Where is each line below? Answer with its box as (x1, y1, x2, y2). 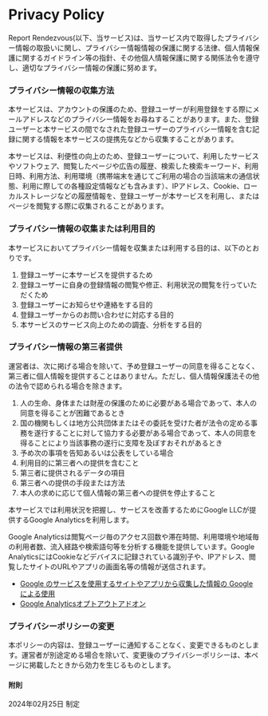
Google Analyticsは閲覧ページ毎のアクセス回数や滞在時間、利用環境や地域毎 (8, 532, 260, 541)
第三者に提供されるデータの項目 (19, 468, 125, 477)
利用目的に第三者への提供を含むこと (19, 457, 140, 468)
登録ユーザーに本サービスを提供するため (19, 270, 153, 279)
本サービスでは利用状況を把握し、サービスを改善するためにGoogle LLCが (8, 504, 250, 514)
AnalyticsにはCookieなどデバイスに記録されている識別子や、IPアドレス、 (8, 552, 250, 561)
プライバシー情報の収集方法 (8, 85, 115, 96)
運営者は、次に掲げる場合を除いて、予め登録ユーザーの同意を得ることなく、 (8, 361, 259, 370)
